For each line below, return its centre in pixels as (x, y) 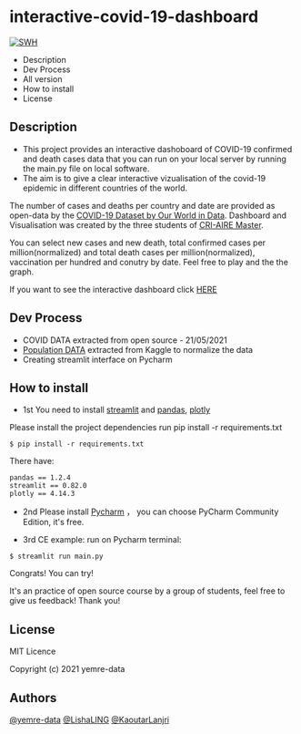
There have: (32, 461)
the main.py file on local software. (86, 168)
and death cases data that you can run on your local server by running (154, 159)
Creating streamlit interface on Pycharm (97, 359)
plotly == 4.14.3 (42, 494)
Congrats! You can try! (51, 574)
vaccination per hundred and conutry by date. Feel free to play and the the (149, 262)
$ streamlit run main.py (56, 557)
